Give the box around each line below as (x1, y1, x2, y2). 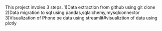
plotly (5, 20, 17, 26)
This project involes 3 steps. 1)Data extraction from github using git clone (5, 4, 156, 10)
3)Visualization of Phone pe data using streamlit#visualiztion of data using (5, 15, 158, 20)
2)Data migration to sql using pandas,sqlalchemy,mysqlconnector (5, 9, 140, 15)
